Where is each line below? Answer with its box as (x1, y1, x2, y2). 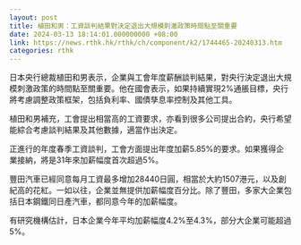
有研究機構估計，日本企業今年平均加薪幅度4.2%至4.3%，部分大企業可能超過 (9, 215, 292, 226)
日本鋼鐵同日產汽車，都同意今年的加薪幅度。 (16, 196, 182, 207)
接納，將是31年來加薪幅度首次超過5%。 (16, 155, 164, 165)
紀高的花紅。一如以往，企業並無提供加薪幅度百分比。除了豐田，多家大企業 (9, 185, 284, 196)
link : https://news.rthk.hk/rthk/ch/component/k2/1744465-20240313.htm (9, 38, 282, 47)
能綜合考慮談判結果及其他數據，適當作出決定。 (9, 124, 182, 135)
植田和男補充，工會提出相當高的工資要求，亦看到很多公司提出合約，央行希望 (9, 114, 292, 124)
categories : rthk (9, 46, 74, 55)
